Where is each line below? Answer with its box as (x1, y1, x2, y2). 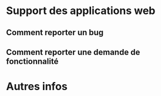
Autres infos (6, 80, 68, 93)
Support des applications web (6, 4, 156, 18)
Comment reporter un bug (6, 28, 104, 37)
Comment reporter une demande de (6, 47, 140, 57)
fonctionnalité (6, 56, 59, 66)
